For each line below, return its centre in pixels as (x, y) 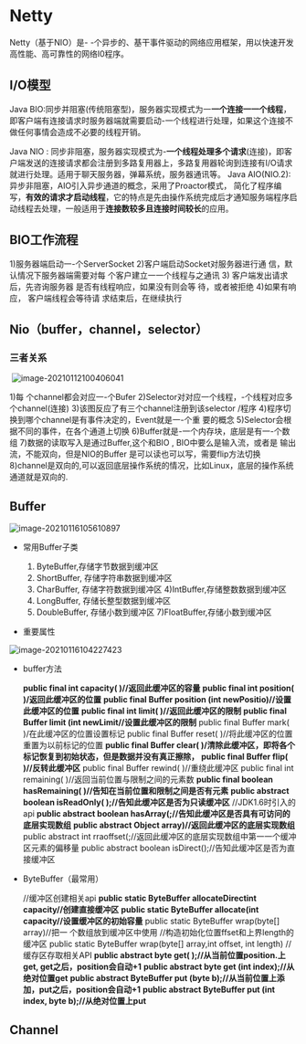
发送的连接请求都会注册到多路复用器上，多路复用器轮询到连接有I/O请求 (159, 163)
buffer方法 (42, 669)
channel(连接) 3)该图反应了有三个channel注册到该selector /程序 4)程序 (150, 408)
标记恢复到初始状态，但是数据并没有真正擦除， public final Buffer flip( (155, 757)
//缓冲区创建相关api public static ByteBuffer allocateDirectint (140, 898)
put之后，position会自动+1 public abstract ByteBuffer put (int (157, 990)
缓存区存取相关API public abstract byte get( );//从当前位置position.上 (154, 955)
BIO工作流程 (44, 240)
